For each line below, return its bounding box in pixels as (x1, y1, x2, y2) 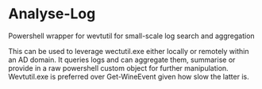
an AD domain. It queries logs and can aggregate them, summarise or (8, 55, 236, 64)
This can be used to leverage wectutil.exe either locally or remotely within (8, 46, 249, 56)
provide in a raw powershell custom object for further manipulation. (8, 63, 229, 72)
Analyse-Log (8, 5, 96, 23)
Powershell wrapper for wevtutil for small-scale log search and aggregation (8, 31, 256, 41)
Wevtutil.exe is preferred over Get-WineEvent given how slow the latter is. (8, 72, 249, 81)
